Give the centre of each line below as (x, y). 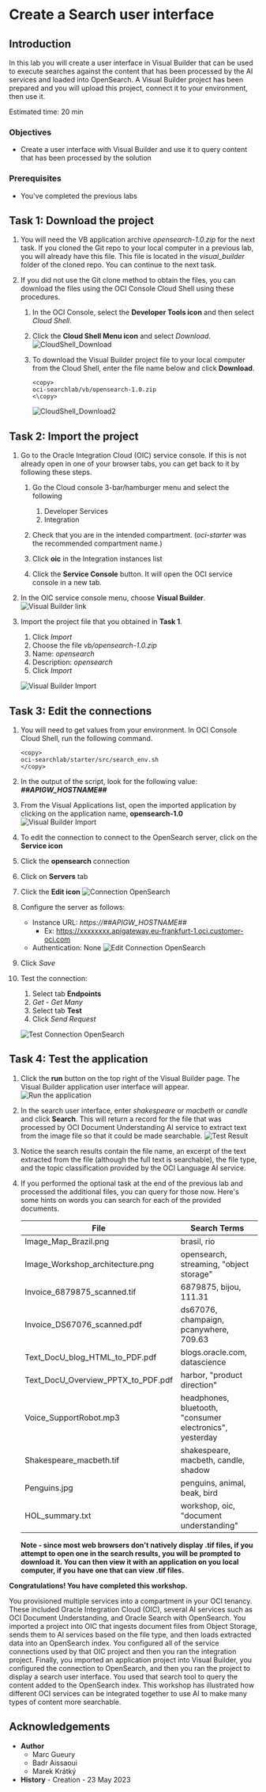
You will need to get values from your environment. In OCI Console (129, 730)
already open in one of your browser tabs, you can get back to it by (130, 464)
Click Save (38, 963)
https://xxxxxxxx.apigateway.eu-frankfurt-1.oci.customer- (150, 931)
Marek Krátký (54, 1771)
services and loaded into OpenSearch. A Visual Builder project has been (126, 80)
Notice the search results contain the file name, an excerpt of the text (133, 1151)
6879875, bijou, (211, 1287)
